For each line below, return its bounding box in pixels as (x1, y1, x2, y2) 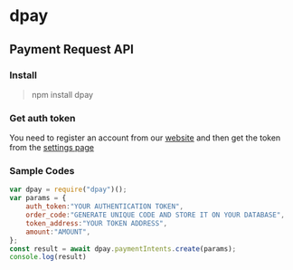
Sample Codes (9, 165, 75, 178)
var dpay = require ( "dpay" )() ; (9, 185, 128, 195)
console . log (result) (9, 253, 88, 262)
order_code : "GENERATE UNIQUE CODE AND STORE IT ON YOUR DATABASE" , (25, 210, 285, 220)
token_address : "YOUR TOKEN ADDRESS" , (25, 218, 168, 227)
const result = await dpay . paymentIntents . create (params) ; (9, 244, 237, 254)
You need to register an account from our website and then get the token (9, 132, 281, 143)
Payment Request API (9, 42, 134, 57)
